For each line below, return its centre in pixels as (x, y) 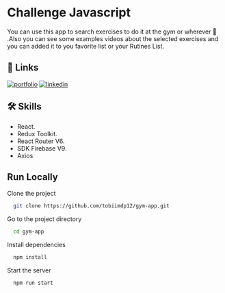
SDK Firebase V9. (42, 148)
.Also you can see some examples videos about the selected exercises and (113, 38)
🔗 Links (23, 67)
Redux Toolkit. (37, 133)
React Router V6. (41, 141)
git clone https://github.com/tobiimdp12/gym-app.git (91, 206)
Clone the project (31, 194)
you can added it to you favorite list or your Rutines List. (86, 46)
